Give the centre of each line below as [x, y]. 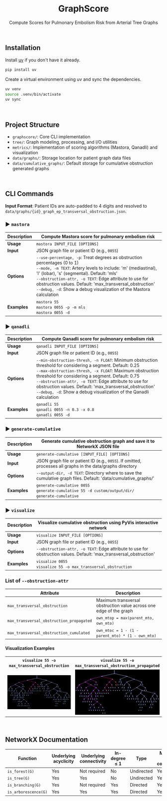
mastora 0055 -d [53, 312]
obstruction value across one [126, 606]
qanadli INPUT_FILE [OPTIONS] [68, 347]
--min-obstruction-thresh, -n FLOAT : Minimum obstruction [97, 360]
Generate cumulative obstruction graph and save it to [98, 441]
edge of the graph [115, 611]
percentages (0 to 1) [58, 263]
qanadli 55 [47, 404]
